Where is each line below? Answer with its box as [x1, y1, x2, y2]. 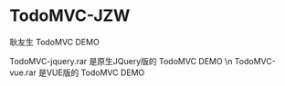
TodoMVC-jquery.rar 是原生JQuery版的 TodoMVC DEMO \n [9, 55, 233, 66]
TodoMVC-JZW [9, 5, 131, 26]
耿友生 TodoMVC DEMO [9, 36, 100, 47]
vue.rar [9, 67, 37, 78]
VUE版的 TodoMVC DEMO [46, 67, 145, 78]
